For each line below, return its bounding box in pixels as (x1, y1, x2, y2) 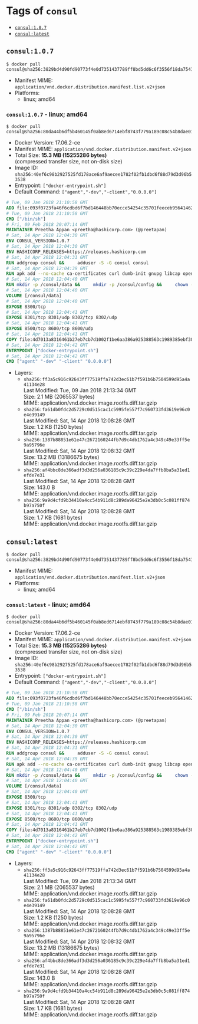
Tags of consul (6, 4, 78, 18)
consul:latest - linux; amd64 (6, 600, 91, 609)
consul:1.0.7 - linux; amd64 (6, 110, 88, 119)
